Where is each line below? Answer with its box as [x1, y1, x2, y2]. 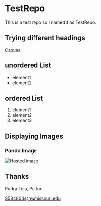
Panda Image [5, 147, 37, 154]
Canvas [5, 47, 21, 52]
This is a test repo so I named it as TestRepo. [5, 19, 96, 25]
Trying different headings [5, 34, 85, 42]
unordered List [5, 61, 51, 70]
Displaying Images [5, 132, 63, 140]
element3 [12, 117, 32, 124]
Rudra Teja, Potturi [5, 185, 43, 191]
